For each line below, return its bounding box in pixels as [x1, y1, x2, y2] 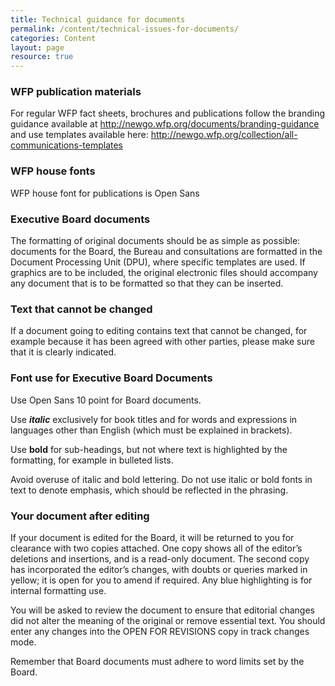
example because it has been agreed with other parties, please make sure [10, 336, 315, 348]
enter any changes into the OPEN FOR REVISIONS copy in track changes [10, 625, 310, 637]
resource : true [10, 52, 74, 62]
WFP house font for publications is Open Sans [10, 187, 200, 199]
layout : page [10, 42, 65, 53]
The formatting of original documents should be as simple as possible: [10, 235, 301, 247]
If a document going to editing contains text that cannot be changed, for [10, 325, 308, 337]
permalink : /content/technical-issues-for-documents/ [10, 24, 240, 34]
